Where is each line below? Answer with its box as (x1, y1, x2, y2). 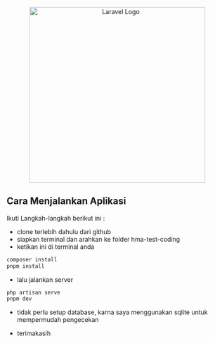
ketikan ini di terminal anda (16, 242, 95, 251)
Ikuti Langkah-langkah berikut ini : (6, 214, 105, 222)
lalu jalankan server (16, 275, 74, 284)
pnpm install (6, 262, 45, 270)
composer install (6, 256, 58, 263)
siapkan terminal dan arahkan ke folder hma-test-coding (16, 235, 181, 243)
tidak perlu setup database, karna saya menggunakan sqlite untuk (16, 308, 208, 316)
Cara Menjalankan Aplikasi (6, 195, 126, 207)
